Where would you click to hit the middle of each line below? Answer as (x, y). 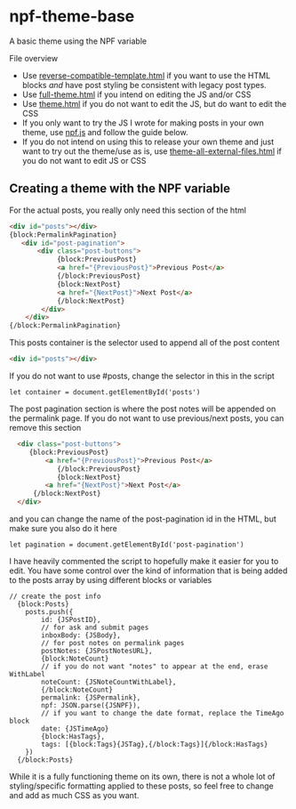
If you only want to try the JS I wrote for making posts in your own (143, 123)
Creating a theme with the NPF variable (120, 189)
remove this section (45, 428)
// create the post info (55, 596)
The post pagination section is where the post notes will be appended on (143, 409)
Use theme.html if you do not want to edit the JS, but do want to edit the (154, 103)
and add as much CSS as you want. (74, 795)
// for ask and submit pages (95, 627)
